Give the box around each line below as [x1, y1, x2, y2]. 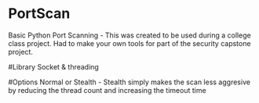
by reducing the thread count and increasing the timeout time [8, 85, 206, 94]
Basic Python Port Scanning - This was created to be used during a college [8, 30, 251, 40]
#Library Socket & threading [8, 62, 100, 71]
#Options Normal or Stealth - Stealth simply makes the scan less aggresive [8, 77, 251, 87]
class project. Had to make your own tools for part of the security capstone [8, 38, 251, 48]
